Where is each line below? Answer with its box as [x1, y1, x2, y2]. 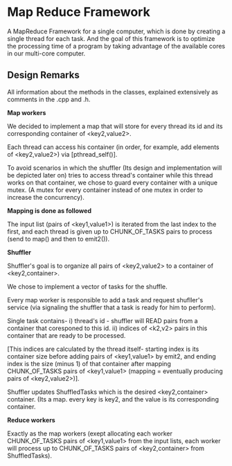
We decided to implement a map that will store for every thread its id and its [7, 122, 223, 130]
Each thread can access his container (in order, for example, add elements [7, 143, 220, 151]
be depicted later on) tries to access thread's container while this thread [7, 171, 213, 179]
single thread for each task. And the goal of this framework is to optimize [7, 34, 215, 42]
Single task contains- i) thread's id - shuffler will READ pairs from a [7, 316, 199, 325]
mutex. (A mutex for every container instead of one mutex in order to [7, 185, 203, 194]
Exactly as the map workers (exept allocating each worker [7, 429, 173, 438]
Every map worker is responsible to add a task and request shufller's [7, 295, 204, 304]
